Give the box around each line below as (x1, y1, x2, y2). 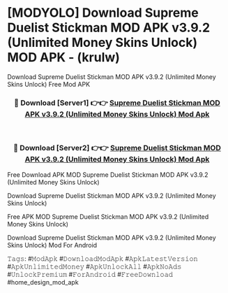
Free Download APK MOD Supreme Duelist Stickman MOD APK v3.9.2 (7, 170, 208, 179)
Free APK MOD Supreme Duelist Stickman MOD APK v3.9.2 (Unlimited (7, 212, 209, 221)
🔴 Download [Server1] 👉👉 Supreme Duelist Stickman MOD (13, 98, 221, 108)
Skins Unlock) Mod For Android (7, 241, 98, 249)
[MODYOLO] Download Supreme (7, 5, 199, 21)
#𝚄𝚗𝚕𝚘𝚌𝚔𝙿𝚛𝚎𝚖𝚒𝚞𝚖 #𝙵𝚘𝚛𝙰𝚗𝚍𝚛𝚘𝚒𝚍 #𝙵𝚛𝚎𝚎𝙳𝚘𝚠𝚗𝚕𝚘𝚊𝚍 (7, 270, 173, 278)
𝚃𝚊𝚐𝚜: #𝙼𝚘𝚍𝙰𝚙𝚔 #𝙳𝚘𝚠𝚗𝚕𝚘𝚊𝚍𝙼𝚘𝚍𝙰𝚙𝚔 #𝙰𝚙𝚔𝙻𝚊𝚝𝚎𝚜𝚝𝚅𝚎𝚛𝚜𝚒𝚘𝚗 (7, 254, 199, 263)
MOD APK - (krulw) (7, 50, 121, 66)
